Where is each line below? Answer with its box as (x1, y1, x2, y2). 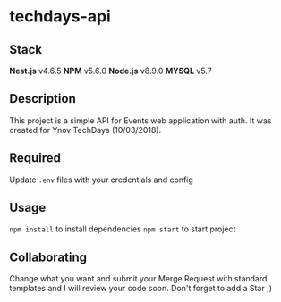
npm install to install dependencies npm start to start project (9, 223, 236, 234)
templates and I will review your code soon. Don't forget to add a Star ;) (9, 283, 273, 294)
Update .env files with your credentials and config (9, 174, 194, 185)
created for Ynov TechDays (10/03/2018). (9, 124, 162, 135)
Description (9, 91, 76, 106)
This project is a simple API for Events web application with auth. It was (9, 114, 272, 126)
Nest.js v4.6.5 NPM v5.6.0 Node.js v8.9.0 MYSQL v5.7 (9, 65, 212, 76)
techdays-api (9, 6, 112, 27)
